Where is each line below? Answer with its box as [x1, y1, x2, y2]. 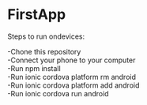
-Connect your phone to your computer [7, 55, 136, 65]
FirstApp [7, 6, 66, 24]
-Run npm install [7, 63, 61, 73]
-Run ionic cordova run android [7, 88, 109, 98]
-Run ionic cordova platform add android [7, 81, 140, 90]
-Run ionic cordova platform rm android [7, 72, 136, 81]
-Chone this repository [7, 47, 81, 56]
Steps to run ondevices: [7, 32, 85, 41]
